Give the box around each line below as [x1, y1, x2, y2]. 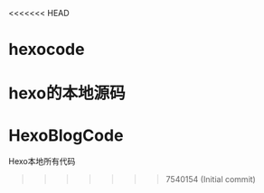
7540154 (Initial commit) [165, 174, 257, 185]
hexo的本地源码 [8, 83, 126, 104]
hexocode [8, 40, 85, 60]
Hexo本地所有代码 [8, 156, 76, 167]
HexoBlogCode [8, 125, 124, 145]
